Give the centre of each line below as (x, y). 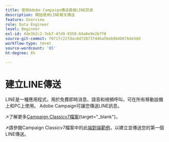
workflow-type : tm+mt (28, 44)
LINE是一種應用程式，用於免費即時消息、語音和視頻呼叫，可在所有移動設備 (84, 99)
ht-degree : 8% (20, 53)
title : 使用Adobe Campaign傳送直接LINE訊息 (49, 10)
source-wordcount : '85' (31, 48)
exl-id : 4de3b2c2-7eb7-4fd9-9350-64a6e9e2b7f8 (56, 34)
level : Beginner (23, 29)
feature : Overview (25, 19)
